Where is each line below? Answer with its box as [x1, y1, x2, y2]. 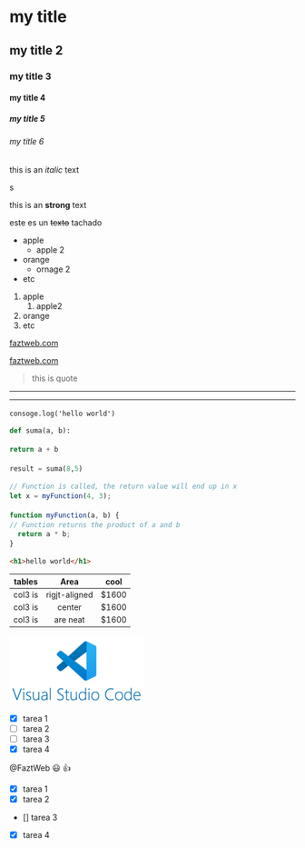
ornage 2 [35, 264, 71, 274]
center [57, 602, 82, 613]
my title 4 [9, 93, 46, 104]
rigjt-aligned [45, 589, 93, 600]
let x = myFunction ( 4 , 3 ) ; [9, 491, 112, 501]
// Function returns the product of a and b [9, 520, 181, 529]
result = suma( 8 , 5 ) [9, 464, 84, 474]
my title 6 [9, 136, 44, 147]
